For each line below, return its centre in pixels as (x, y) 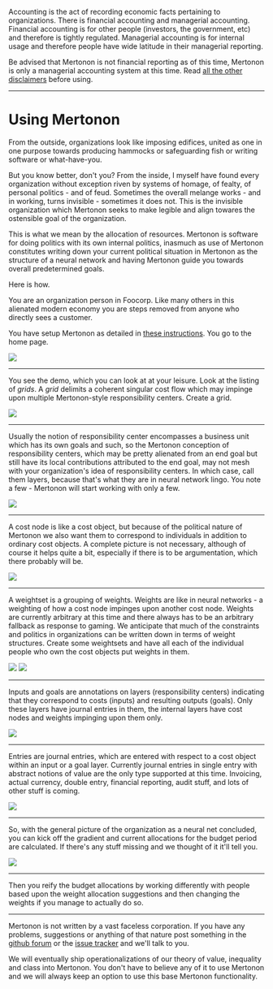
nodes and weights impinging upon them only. (86, 718)
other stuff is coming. (44, 791)
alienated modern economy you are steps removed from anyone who (124, 309)
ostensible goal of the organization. (68, 218)
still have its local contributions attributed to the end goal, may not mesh (129, 462)
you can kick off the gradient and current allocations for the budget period (133, 838)
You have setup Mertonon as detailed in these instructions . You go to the (130, 333)
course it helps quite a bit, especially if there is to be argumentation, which (133, 553)
